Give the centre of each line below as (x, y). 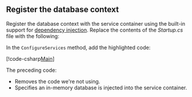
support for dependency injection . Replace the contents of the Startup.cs (95, 30)
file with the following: (33, 36)
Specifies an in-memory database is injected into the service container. (101, 88)
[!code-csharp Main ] (30, 58)
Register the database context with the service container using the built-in (96, 23)
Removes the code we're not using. (57, 81)
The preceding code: (31, 70)
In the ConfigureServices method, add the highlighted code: (78, 47)
